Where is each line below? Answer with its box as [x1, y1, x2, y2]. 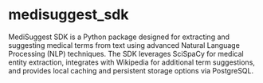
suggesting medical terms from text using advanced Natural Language [8, 40, 241, 49]
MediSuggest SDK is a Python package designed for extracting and [8, 32, 230, 41]
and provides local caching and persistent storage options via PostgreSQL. [8, 65, 254, 75]
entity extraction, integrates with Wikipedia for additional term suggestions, [8, 57, 255, 67]
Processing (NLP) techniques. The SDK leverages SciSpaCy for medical [8, 49, 245, 58]
